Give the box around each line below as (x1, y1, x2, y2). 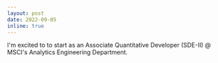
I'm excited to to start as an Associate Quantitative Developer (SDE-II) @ (7, 41, 211, 49)
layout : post (7, 9, 45, 17)
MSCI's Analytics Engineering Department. (7, 48, 128, 56)
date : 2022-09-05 (7, 16, 57, 23)
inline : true (7, 22, 45, 29)
